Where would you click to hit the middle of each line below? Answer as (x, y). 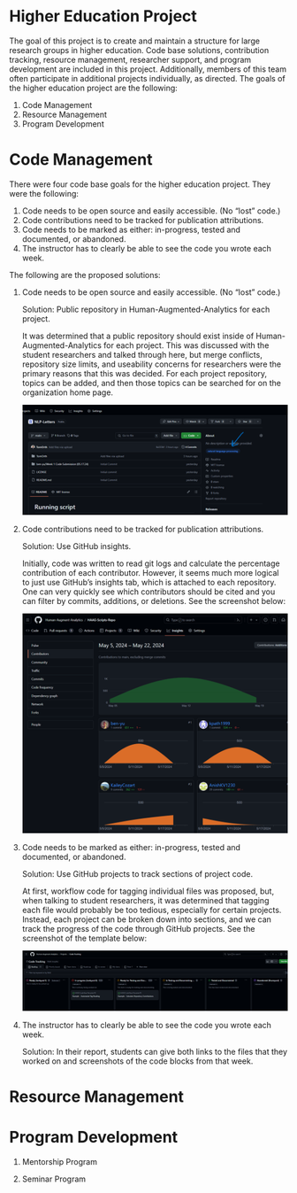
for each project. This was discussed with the (186, 345)
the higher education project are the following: (94, 88)
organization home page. (67, 392)
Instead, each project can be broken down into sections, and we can (147, 919)
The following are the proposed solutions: (85, 275)
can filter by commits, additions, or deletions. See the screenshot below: (154, 600)
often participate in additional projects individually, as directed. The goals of (147, 78)
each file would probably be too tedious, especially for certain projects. (152, 910)
